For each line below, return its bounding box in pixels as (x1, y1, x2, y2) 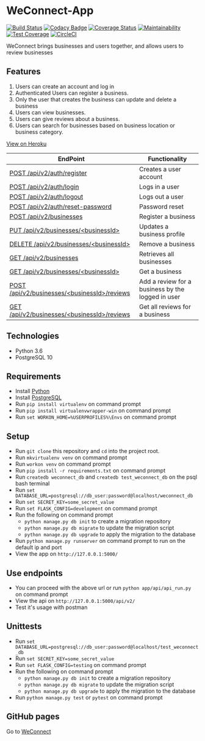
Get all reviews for (139, 302, 191, 311)
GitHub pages (6, 712, 60, 722)
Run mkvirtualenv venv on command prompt (15, 454, 128, 462)
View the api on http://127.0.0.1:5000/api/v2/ (15, 597, 135, 604)
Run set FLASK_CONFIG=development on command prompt (15, 505, 157, 512)
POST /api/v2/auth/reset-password (9, 202, 112, 211)
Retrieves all (139, 249, 174, 258)
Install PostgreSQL (15, 394, 62, 401)
